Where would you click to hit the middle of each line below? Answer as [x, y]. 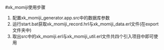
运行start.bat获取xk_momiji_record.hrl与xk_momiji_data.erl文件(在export [85, 24]
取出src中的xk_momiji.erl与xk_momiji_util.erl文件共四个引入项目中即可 [83, 36]
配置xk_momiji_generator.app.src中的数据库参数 [61, 18]
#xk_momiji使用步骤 [25, 7]
